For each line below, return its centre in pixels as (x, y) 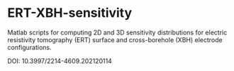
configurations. (29, 47)
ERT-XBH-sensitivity (70, 13)
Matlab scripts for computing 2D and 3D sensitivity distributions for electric (117, 32)
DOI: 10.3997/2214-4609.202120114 (60, 60)
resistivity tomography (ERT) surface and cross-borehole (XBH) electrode (115, 39)
